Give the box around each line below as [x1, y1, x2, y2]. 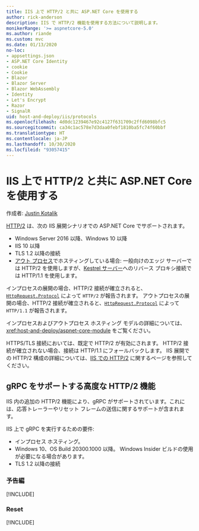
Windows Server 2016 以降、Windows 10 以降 [14, 235, 128, 242]
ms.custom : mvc [6, 36, 44, 42]
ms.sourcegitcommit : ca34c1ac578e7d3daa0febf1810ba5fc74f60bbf [6, 125, 166, 131]
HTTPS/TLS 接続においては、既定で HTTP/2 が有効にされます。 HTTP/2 [6, 340, 182, 347]
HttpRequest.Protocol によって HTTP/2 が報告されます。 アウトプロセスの [6, 292, 185, 299]
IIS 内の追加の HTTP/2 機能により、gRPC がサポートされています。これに [6, 398, 185, 405]
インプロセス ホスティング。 [14, 438, 84, 445]
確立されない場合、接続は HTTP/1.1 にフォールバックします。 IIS [16, 347, 173, 354]
